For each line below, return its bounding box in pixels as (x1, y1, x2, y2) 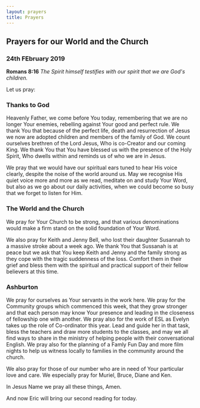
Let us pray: (6, 86, 36, 93)
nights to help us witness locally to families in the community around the (6, 348, 184, 355)
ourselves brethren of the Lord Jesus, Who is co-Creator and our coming (6, 140, 186, 147)
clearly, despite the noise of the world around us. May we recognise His (6, 170, 183, 178)
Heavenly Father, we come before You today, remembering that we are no (6, 114, 188, 121)
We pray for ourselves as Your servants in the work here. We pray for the (6, 297, 186, 304)
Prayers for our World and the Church (6, 36, 149, 47)
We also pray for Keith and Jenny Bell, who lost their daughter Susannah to (6, 236, 190, 243)
